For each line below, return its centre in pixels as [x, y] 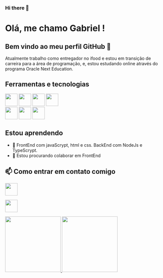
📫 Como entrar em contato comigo [60, 172]
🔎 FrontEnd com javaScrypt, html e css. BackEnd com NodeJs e [77, 145]
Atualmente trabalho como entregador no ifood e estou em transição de [78, 58]
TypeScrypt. [25, 150]
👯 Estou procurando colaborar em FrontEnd [57, 156]
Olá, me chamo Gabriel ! [55, 28]
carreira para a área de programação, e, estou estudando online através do [81, 63]
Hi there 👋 [17, 8]
